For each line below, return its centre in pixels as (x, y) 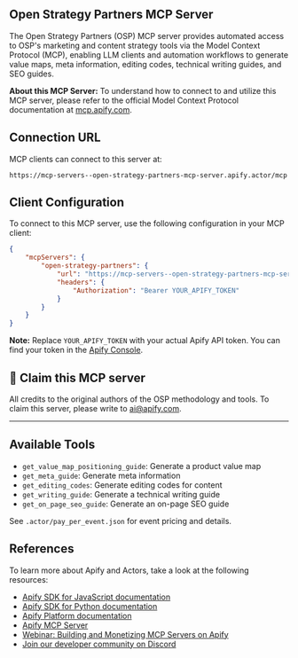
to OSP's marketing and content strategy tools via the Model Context (135, 45)
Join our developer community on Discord (99, 644)
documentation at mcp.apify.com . (71, 109)
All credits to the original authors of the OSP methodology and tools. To (139, 399)
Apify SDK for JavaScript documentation (96, 597)
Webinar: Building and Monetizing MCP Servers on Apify (125, 634)
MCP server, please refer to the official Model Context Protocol (124, 100)
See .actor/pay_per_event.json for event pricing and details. (121, 521)
